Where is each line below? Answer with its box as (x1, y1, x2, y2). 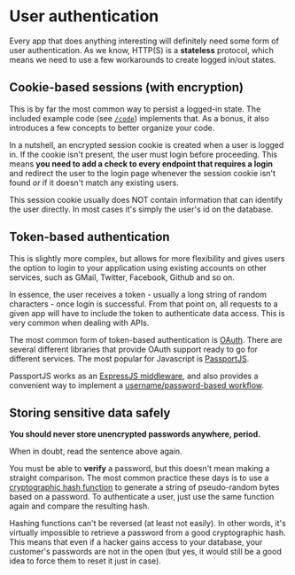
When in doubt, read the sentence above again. (9, 446, 183, 457)
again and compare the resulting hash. (9, 501, 150, 511)
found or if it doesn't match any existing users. (9, 177, 179, 188)
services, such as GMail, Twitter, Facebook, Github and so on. (9, 272, 235, 283)
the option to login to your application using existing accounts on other (9, 262, 268, 273)
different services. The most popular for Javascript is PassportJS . (9, 353, 250, 364)
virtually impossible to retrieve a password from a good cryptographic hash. (9, 527, 286, 538)
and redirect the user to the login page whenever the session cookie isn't (9, 167, 276, 178)
